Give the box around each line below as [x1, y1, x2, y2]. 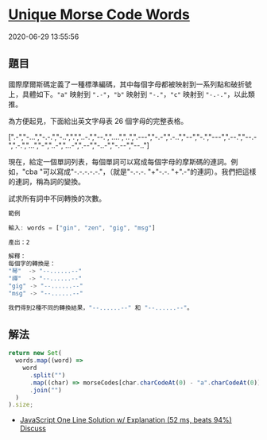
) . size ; [8, 401, 34, 409]
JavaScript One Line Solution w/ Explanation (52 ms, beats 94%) [19, 415, 232, 425]
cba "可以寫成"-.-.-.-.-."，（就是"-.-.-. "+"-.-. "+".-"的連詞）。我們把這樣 [25, 167, 257, 176]
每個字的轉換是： [8, 260, 56, 268]
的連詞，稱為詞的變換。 [8, 176, 85, 186]
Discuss [19, 423, 46, 434]
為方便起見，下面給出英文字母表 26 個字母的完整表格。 [8, 116, 188, 125]
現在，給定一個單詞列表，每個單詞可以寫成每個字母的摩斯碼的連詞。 [8, 156, 231, 166]
